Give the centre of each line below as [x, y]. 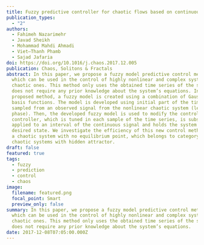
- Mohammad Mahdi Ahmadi [43, 46]
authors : [17, 29]
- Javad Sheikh [31, 40]
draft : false [23, 147]
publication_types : [31, 18]
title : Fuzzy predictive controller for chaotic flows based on [89, 12]
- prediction [28, 170]
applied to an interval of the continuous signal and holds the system [104, 125]
